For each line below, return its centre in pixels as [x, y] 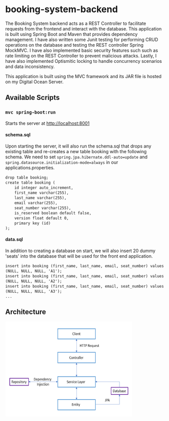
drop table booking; [27, 178]
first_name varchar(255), [42, 193]
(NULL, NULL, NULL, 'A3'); [34, 292]
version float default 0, [42, 218]
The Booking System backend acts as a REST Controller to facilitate [76, 23]
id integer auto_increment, [44, 188]
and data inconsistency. [30, 66]
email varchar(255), [36, 203]
